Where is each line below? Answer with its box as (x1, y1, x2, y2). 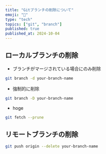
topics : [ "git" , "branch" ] (5, 21, 62, 27)
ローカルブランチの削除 (5, 51, 78, 60)
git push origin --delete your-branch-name (5, 144, 98, 149)
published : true (5, 26, 39, 32)
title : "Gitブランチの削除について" (5, 7, 74, 13)
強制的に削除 (12, 85, 39, 91)
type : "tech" (5, 17, 33, 22)
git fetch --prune (5, 115, 44, 120)
